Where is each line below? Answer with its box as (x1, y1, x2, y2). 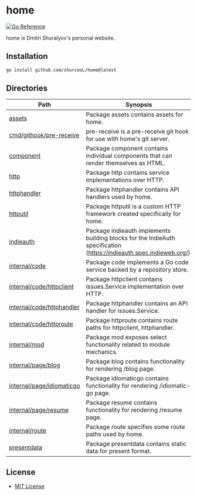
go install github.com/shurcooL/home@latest (6, 67, 117, 73)
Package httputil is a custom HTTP (86, 202, 181, 210)
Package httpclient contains (86, 275, 163, 283)
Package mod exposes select (86, 333, 167, 342)
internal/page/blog (9, 361, 60, 369)
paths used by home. (86, 430, 144, 439)
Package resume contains (86, 399, 158, 407)
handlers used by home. (86, 193, 152, 201)
